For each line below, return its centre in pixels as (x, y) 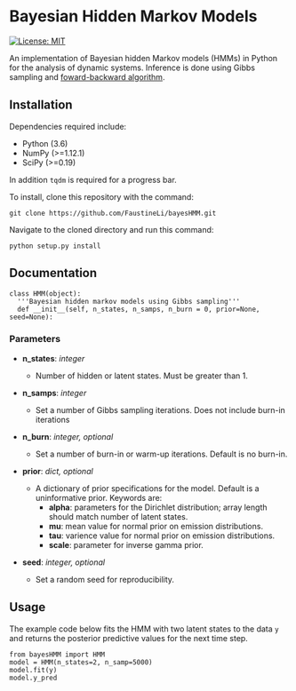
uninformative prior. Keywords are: (99, 497)
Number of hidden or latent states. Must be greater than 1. (142, 376)
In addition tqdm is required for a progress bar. (93, 179)
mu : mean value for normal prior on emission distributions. (156, 526)
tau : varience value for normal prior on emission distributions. (162, 536)
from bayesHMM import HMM (57, 655)
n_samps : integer (54, 393)
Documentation (53, 273)
